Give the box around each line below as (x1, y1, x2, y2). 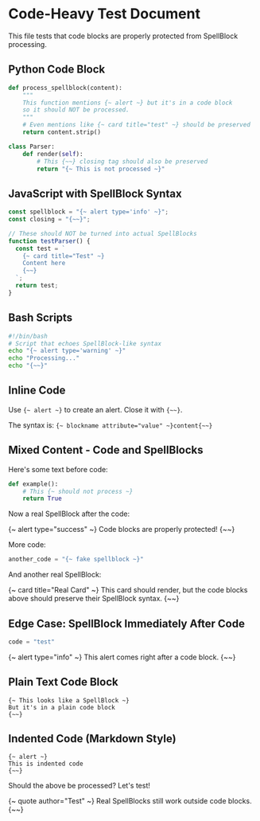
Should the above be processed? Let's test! (8, 781, 151, 791)
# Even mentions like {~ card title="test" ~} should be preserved (22, 121, 250, 129)
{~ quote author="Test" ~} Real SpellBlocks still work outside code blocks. (8, 796, 252, 806)
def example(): (8, 479, 59, 488)
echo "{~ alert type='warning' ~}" (8, 347, 126, 355)
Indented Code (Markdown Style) (8, 732, 177, 745)
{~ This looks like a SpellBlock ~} (8, 696, 130, 705)
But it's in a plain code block (8, 703, 115, 711)
